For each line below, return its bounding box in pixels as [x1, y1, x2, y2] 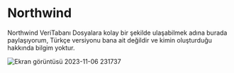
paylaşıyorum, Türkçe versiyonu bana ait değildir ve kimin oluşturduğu [7, 35, 213, 44]
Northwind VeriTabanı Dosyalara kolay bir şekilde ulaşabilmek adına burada [7, 28, 228, 37]
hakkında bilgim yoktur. [7, 43, 76, 52]
